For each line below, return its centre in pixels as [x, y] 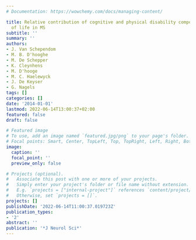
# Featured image [27, 131]
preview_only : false [36, 163]
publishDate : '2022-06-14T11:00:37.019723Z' [61, 206]
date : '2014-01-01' [30, 104]
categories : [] [24, 98]
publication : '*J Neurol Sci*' [44, 228]
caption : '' [26, 152]
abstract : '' [22, 223]
